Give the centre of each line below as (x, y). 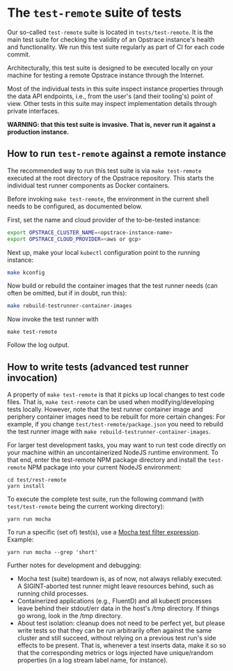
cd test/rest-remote (37, 480)
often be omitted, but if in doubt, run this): (67, 293)
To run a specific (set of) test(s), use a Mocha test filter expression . (104, 532)
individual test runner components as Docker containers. (89, 185)
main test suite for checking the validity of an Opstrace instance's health (111, 39)
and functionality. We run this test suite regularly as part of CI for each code (116, 47)
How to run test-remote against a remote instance (117, 154)
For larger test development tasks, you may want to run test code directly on (116, 445)
